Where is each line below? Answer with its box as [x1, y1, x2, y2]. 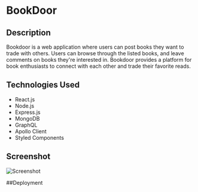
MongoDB [14, 115, 40, 122]
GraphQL [14, 121, 38, 128]
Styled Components [14, 134, 65, 141]
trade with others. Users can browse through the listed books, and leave [6, 50, 184, 57]
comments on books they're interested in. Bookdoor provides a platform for [6, 56, 192, 63]
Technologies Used [6, 80, 80, 90]
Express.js [14, 109, 41, 116]
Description [6, 28, 51, 38]
